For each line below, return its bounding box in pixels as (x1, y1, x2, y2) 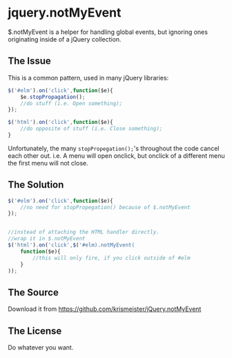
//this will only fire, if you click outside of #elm (32, 254, 191, 261)
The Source (8, 286, 59, 298)
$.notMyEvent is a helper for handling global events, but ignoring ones (8, 28, 208, 36)
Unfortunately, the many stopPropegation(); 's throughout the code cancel (8, 144, 220, 152)
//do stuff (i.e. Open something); (20, 100, 123, 107)
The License (8, 325, 62, 337)
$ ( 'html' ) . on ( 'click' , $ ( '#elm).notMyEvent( (8, 242, 135, 249)
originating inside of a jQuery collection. (8, 35, 122, 43)
